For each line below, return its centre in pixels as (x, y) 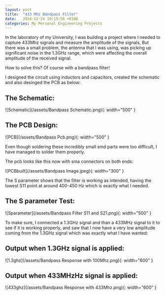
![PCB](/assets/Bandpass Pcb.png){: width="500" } (57, 137)
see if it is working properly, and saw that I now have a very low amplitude (80, 228)
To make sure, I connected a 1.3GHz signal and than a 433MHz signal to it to (82, 222)
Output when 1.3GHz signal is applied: (65, 249)
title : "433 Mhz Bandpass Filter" (42, 14)
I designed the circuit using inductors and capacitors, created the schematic (82, 77)
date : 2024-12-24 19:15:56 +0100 (42, 19)
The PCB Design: (32, 125)
